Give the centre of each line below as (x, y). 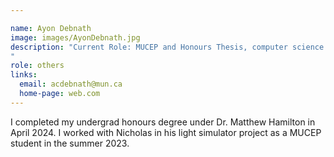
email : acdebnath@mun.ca (71, 84)
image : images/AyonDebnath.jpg (75, 37)
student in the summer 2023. (70, 143)
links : (24, 75)
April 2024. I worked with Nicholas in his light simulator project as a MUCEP (166, 132)
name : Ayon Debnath (51, 28)
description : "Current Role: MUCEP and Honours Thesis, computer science (167, 47)
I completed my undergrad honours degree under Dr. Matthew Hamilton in (163, 122)
